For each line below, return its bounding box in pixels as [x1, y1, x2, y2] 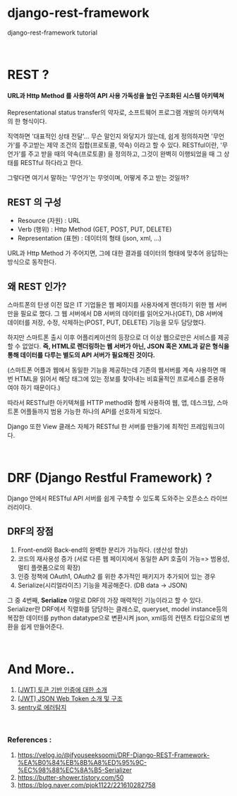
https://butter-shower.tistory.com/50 [17, 773, 124, 781]
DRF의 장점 [7, 526, 54, 538]
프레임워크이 [190, 422, 225, 430]
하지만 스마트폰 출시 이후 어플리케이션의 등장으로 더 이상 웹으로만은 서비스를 [7, 333, 217, 342]
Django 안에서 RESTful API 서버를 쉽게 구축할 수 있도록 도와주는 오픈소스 [7, 494, 209, 502]
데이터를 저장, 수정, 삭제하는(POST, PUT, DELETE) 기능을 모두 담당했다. [7, 318, 206, 326]
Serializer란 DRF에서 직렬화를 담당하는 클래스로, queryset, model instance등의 [7, 605, 228, 613]
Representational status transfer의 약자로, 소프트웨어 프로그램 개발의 [7, 108, 200, 117]
